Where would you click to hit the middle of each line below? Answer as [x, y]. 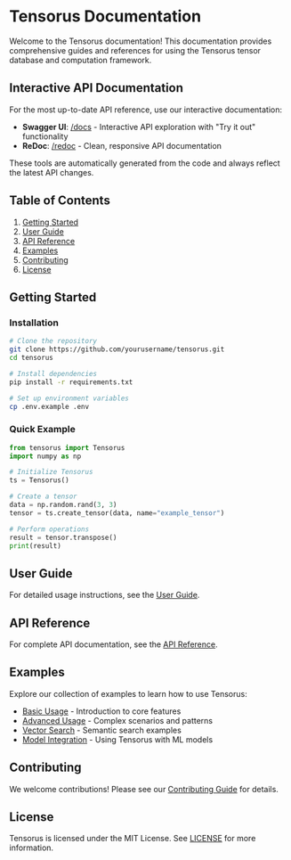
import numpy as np [45, 456]
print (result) [36, 545]
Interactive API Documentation [97, 88]
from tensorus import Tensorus [67, 447]
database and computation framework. [81, 60]
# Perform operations [49, 529]
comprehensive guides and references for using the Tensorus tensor [135, 50]
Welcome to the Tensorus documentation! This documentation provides [141, 41]
